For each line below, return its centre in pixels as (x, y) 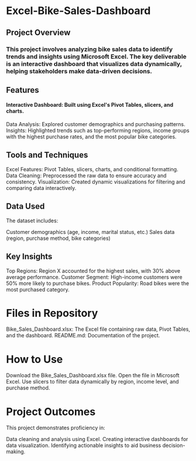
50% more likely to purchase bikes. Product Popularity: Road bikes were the (97, 283)
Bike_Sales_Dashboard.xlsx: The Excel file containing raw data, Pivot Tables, (98, 329)
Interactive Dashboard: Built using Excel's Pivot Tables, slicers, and (90, 105)
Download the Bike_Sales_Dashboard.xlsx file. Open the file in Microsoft (93, 375)
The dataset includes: (32, 221)
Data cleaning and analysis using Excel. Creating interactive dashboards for (97, 439)
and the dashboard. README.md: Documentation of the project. (83, 335)
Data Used (25, 206)
